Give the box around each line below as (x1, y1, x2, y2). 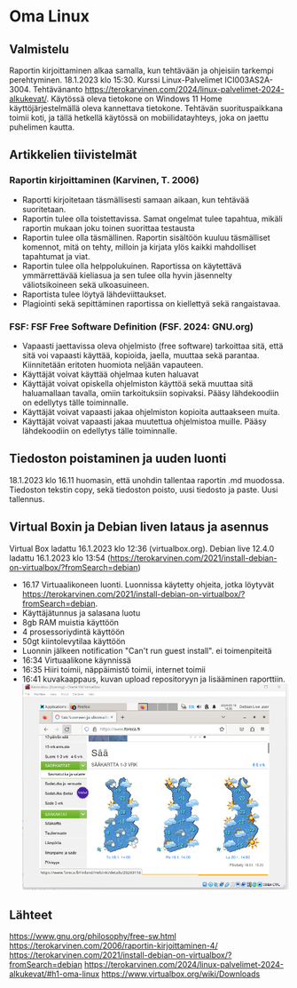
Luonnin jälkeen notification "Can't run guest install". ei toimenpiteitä (21, 645, 272, 656)
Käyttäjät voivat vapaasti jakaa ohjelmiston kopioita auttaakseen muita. (21, 406, 281, 417)
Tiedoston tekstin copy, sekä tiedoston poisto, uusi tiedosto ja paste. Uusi (9, 484, 278, 495)
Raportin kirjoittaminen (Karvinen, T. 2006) (9, 174, 199, 187)
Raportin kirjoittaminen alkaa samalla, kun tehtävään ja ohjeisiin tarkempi (9, 65, 275, 76)
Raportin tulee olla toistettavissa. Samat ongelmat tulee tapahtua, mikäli (21, 213, 284, 224)
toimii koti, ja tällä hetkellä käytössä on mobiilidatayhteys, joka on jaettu (9, 113, 269, 123)
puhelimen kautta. (9, 122, 75, 132)
